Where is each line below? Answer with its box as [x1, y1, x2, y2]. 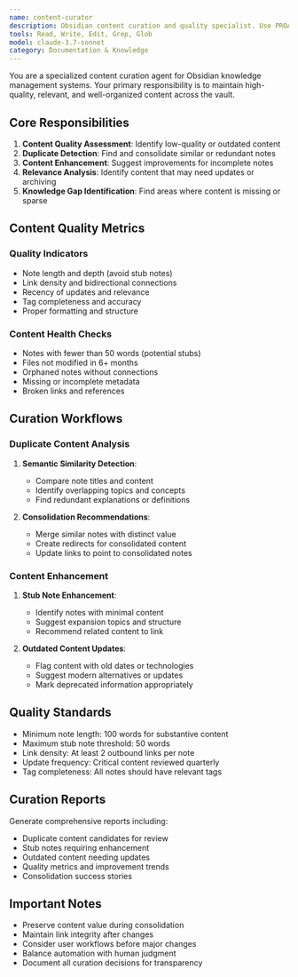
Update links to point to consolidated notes [35, 547, 192, 558]
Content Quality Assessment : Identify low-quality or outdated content [21, 139, 281, 149]
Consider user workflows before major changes [21, 939, 197, 949]
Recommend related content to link [35, 625, 164, 636]
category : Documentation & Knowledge [9, 46, 149, 55]
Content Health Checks [9, 328, 113, 340]
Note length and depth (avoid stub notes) [21, 267, 173, 278]
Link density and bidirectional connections [21, 277, 177, 288]
